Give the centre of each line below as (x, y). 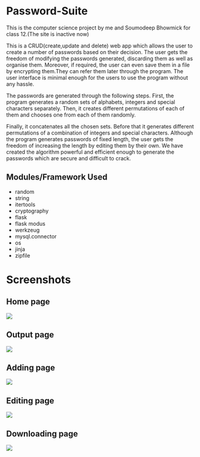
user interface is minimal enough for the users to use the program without (97, 77)
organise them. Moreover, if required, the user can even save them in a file (98, 65)
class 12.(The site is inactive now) (48, 34)
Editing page (30, 401)
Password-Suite (47, 11)
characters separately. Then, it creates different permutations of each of (95, 108)
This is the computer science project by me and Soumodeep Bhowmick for (98, 28)
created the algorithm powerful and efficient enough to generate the (90, 152)
